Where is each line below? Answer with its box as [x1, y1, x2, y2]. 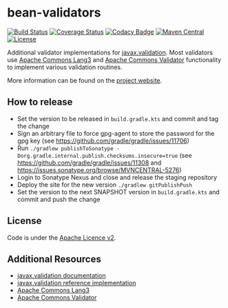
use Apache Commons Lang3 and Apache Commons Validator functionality [7, 55, 222, 63]
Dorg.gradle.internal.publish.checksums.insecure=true [17, 152, 178, 159]
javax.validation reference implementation [17, 279, 136, 287]
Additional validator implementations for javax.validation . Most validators [7, 48, 214, 57]
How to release [7, 96, 73, 108]
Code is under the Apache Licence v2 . [7, 233, 116, 242]
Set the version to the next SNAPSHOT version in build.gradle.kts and [17, 187, 220, 196]
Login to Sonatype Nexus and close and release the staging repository [17, 173, 218, 181]
